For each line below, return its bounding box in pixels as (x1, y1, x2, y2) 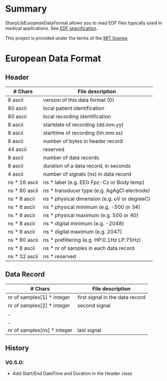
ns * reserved (43, 253, 77, 260)
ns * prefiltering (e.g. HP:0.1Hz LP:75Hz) (43, 236, 141, 243)
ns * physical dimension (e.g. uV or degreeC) (43, 195, 151, 202)
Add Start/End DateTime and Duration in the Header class (12, 370, 133, 376)
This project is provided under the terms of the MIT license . (5, 35, 129, 41)
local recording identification (43, 112, 111, 120)
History (5, 344, 29, 353)
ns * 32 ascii (8, 253, 39, 260)
